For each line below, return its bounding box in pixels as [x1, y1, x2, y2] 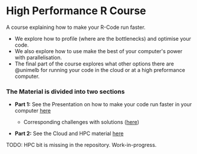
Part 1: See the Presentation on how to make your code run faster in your [14, 101, 192, 108]
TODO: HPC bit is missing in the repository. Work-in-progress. [6, 142, 157, 149]
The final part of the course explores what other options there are [14, 60, 174, 67]
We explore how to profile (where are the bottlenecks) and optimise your [14, 35, 192, 42]
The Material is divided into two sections [6, 87, 125, 96]
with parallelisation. [14, 54, 62, 61]
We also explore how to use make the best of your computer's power [14, 47, 183, 54]
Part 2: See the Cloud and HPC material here [14, 130, 124, 137]
